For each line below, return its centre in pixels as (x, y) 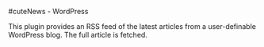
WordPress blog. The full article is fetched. (78, 35)
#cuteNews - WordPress (48, 11)
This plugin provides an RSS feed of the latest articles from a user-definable (132, 26)
